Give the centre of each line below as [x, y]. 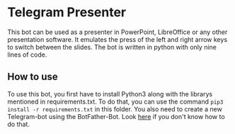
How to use [33, 77]
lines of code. [27, 55]
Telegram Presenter [67, 12]
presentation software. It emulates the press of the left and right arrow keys [117, 39]
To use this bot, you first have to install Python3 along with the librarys [110, 94]
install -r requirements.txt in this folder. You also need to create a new [115, 109]
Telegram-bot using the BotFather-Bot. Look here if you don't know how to [116, 116]
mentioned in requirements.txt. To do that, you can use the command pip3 [115, 101]
